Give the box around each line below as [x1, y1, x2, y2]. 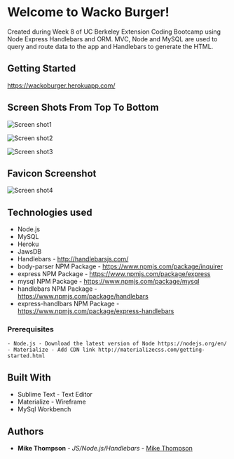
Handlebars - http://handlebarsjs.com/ [17, 255, 129, 263]
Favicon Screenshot [7, 167, 97, 179]
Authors [7, 425, 44, 437]
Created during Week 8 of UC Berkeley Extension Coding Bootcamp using [7, 27, 221, 36]
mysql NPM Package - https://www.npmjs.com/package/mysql [17, 278, 200, 286]
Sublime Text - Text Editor [17, 390, 93, 399]
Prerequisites [7, 324, 54, 334]
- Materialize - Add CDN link [7, 346, 96, 354]
